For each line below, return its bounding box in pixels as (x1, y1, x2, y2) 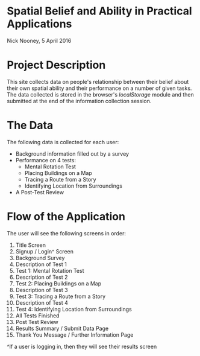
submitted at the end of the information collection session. (7, 97, 152, 104)
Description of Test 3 (15, 286, 68, 293)
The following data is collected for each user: (7, 138, 119, 145)
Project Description (7, 59, 106, 72)
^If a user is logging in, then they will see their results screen (7, 343, 157, 350)
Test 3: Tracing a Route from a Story (15, 293, 106, 300)
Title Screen (15, 241, 46, 249)
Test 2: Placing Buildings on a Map (15, 279, 102, 287)
